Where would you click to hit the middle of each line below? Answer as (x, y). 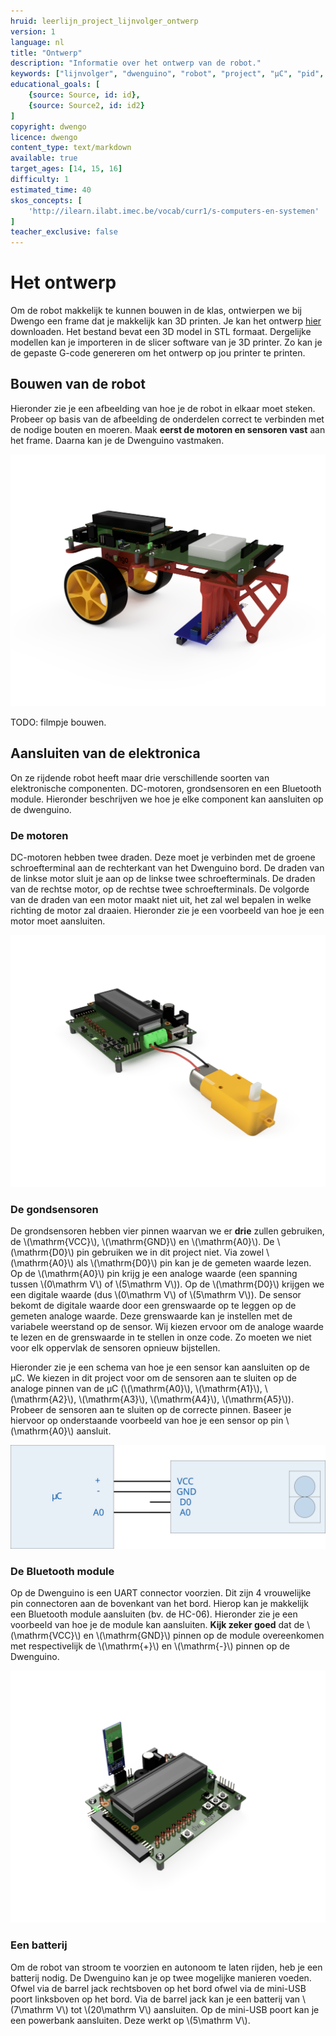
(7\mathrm (32, 2009)
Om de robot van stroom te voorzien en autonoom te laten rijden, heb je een (166, 1967)
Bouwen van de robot (78, 384)
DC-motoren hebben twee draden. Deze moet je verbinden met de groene (163, 857)
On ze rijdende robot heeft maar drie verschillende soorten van (140, 777)
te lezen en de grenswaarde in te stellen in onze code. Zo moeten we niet (161, 1337)
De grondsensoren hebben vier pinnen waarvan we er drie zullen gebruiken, (167, 1231)
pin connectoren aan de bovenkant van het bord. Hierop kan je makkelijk (159, 1604)
